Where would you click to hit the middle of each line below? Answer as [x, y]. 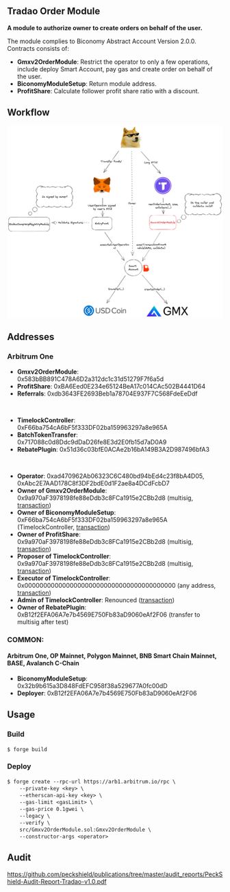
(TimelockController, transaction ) [64, 527]
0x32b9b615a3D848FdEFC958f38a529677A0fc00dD [92, 685]
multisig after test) [43, 621]
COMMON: [26, 639]
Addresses [31, 337]
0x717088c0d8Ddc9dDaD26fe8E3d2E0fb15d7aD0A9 [92, 442]
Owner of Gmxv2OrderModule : [62, 490]
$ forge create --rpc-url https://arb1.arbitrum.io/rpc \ [91, 781]
